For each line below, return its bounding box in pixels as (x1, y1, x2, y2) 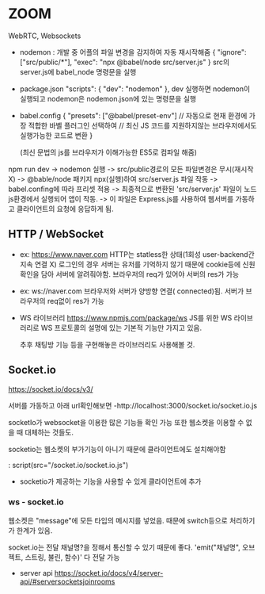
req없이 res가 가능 (47, 296, 104, 305)
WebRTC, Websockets (8, 31, 81, 40)
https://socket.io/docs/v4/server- (54, 568, 164, 577)
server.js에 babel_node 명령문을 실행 (19, 67, 137, 76)
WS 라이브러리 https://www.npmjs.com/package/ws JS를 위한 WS (19, 312, 233, 322)
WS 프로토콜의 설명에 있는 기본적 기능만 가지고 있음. (40, 323, 203, 332)
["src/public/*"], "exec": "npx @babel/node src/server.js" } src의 (19, 57, 230, 67)
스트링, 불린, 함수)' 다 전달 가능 (25, 552, 120, 561)
